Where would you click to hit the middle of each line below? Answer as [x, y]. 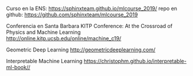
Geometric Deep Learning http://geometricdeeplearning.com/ [81, 50]
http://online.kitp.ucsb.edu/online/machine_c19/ [64, 38]
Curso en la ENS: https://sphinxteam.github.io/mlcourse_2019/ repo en [92, 8]
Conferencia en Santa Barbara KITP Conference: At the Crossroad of [89, 26]
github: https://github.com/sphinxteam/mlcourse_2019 [72, 15]
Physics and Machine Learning [44, 32]
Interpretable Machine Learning [44, 61]
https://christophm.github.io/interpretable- [135, 61]
